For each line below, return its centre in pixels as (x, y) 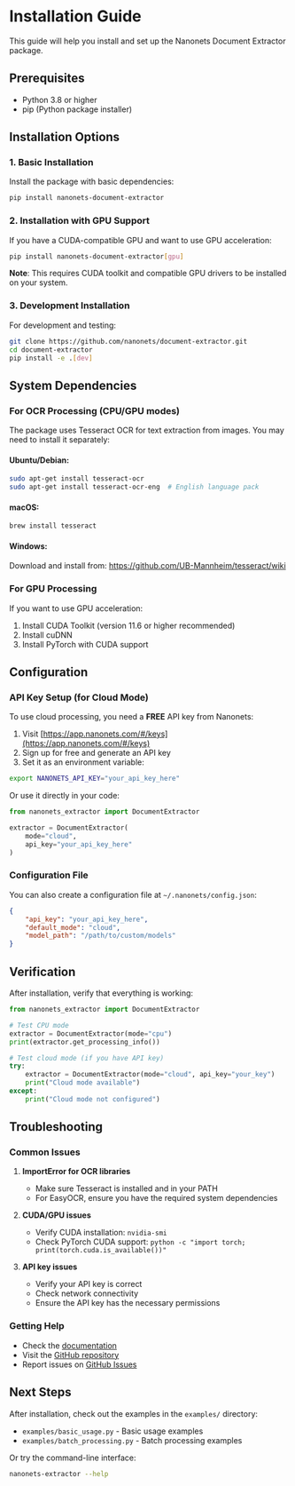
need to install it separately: (60, 440)
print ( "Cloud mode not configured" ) (93, 1099)
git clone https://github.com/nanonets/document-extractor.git (128, 341)
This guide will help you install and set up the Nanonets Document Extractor (147, 41)
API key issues (50, 1267)
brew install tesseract (53, 526)
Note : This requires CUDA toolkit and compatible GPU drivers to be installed (148, 274)
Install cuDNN (47, 635)
